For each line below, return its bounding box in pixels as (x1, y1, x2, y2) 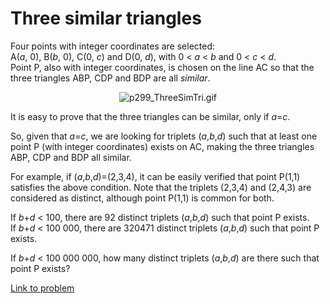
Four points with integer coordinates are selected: (10, 40, 216, 52)
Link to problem (10, 282, 75, 294)
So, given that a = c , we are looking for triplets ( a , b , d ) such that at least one (10, 130, 318, 142)
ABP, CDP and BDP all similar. (10, 151, 132, 163)
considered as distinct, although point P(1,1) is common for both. (10, 192, 275, 204)
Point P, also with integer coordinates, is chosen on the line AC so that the (10, 61, 315, 73)
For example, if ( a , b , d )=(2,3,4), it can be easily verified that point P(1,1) (10, 170, 301, 182)
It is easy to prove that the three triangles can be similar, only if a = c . (10, 110, 291, 122)
